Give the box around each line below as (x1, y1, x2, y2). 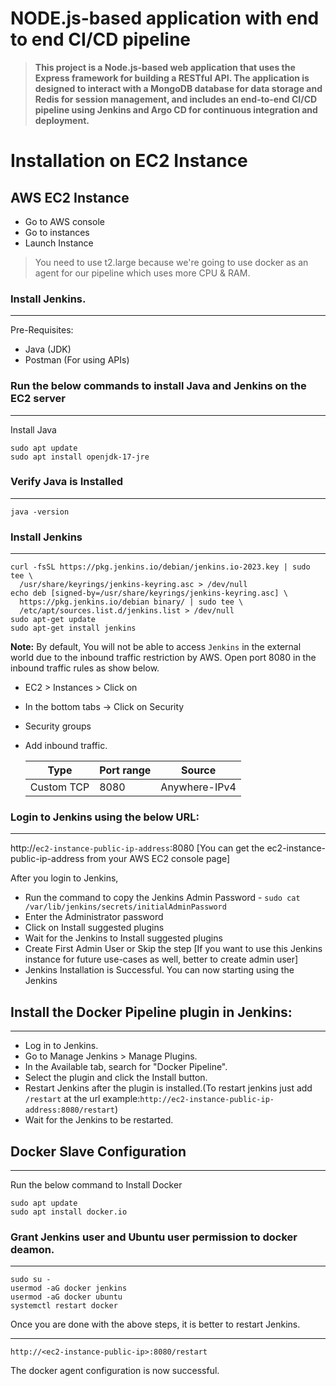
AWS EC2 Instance (10, 189, 130, 206)
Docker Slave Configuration (10, 1143, 187, 1160)
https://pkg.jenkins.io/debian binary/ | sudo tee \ (19, 597, 244, 607)
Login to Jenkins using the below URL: (10, 810, 200, 824)
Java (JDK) (24, 343, 72, 356)
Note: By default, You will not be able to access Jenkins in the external (10, 641, 302, 653)
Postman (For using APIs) (24, 354, 130, 366)
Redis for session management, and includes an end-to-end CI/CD (34, 93, 318, 105)
